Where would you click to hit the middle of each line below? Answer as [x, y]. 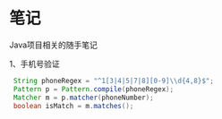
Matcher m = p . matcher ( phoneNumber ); [83, 98]
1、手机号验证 [34, 64]
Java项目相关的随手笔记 [54, 45]
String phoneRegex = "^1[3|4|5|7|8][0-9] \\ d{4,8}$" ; [114, 81]
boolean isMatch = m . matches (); [73, 106]
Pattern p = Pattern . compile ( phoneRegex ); [94, 89]
